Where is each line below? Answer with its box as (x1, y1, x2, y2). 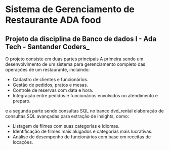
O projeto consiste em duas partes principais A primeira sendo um (5, 56, 144, 62)
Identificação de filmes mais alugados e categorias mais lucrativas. (12, 128, 153, 134)
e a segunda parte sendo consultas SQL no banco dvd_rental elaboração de (5, 108, 164, 114)
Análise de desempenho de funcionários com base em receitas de (12, 134, 151, 140)
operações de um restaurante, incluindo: (5, 67, 90, 72)
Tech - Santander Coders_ (5, 42, 90, 51)
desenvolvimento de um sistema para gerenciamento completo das (5, 61, 146, 67)
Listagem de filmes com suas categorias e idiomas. (12, 123, 120, 129)
